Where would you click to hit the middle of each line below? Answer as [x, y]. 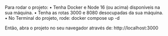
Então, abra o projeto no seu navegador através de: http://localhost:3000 [82, 28]
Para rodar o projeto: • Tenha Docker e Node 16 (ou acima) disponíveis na [82, 7]
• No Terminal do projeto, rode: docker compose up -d [62, 18]
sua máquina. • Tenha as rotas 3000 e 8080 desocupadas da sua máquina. [84, 13]
